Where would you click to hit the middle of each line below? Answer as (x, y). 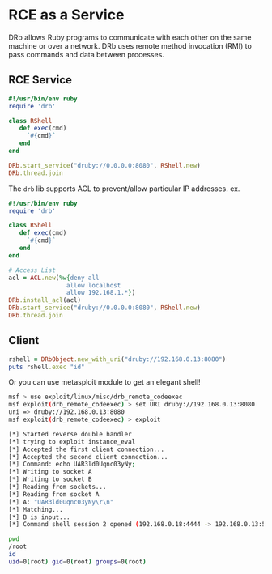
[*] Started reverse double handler (70, 434)
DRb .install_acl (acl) (45, 300)
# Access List (32, 270)
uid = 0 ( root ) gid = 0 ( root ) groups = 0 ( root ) (78, 561)
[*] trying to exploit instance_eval (72, 442)
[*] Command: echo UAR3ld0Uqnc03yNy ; (72, 464)
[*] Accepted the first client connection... (86, 449)
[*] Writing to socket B (50, 479)
